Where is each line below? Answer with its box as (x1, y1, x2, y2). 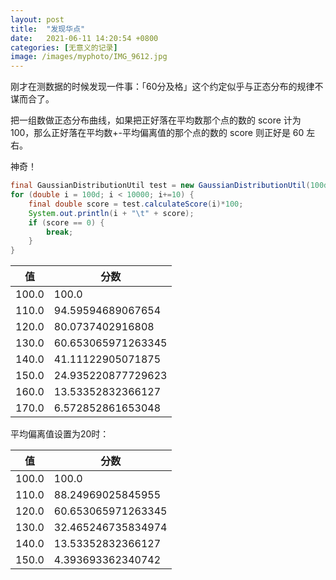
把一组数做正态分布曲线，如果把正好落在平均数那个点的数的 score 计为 (10, 114, 302, 126)
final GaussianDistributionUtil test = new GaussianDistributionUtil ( (10, 181, 311, 191)
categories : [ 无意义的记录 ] (10, 42, 118, 53)
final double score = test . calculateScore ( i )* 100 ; (28, 199, 244, 209)
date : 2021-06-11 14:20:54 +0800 (10, 33, 159, 43)
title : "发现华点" (10, 24, 86, 34)
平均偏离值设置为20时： (10, 428, 110, 440)
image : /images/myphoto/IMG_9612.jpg (10, 52, 168, 62)
